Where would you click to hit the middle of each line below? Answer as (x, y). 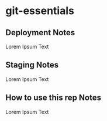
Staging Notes (32, 65)
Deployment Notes (40, 33)
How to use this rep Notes (53, 98)
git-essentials (40, 11)
